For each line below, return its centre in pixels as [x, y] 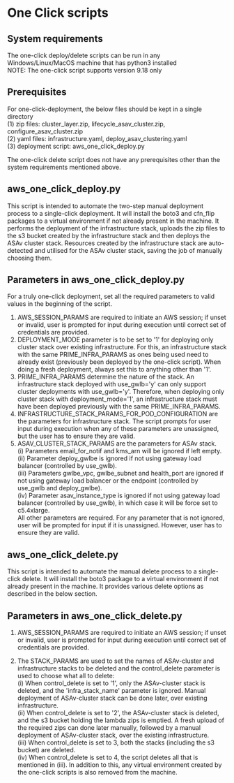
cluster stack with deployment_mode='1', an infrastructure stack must [117, 399]
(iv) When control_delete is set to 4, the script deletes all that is [108, 758]
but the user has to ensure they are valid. [76, 436]
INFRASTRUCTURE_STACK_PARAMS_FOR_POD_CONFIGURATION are [117, 414]
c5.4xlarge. [33, 511]
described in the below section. [52, 594]
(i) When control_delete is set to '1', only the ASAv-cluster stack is [111, 683]
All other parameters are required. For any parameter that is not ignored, [121, 518]
